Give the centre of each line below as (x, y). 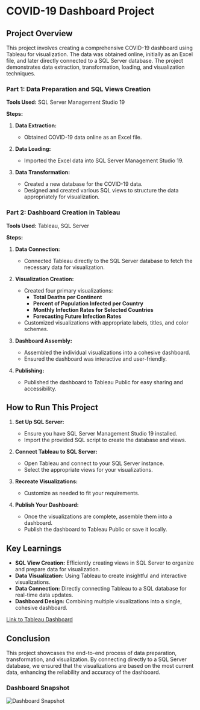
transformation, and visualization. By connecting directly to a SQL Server (96, 659)
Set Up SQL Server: (39, 422)
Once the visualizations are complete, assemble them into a (98, 516)
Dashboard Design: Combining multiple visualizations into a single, (98, 601)
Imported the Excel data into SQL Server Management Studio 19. (104, 160)
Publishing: (30, 370)
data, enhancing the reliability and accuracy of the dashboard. (83, 672)
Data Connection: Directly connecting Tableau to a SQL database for (101, 589)
